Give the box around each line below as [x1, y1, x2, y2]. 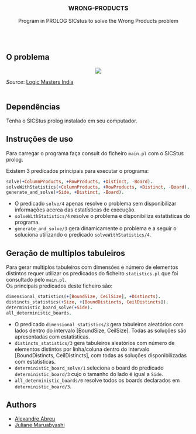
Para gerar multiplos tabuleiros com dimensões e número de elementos [6, 264, 178, 271]
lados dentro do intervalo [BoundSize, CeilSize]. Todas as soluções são [14, 327, 187, 334]
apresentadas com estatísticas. [14, 333, 90, 340]
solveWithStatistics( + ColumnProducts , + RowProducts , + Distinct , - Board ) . [6, 184, 190, 190]
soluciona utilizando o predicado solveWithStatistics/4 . [14, 231, 152, 238]
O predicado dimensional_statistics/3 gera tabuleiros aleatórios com [14, 320, 184, 327]
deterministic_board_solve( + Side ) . [6, 305, 93, 310]
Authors [6, 400, 37, 410]
